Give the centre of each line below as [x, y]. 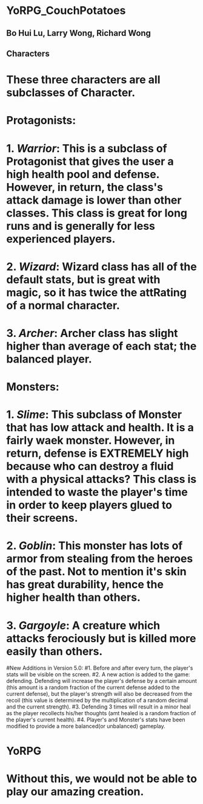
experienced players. [61, 239]
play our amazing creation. [75, 792]
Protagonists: [41, 121]
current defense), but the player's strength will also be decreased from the [99, 694]
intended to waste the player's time [97, 492]
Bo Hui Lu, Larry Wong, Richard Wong [79, 33]
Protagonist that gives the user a [90, 161]
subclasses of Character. [71, 93]
